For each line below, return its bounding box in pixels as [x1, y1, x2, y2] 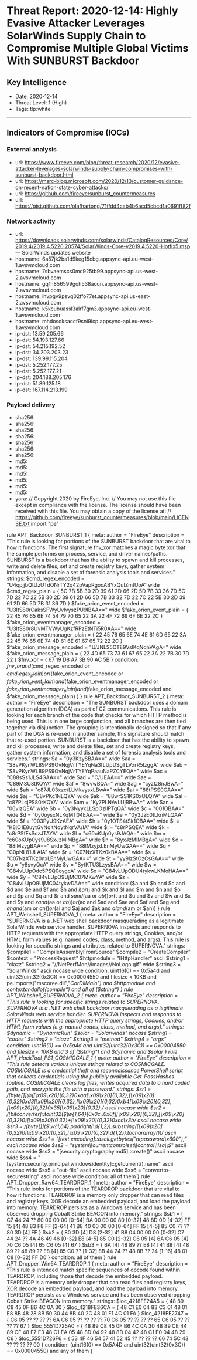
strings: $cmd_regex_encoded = [6, 575, 85, 582]
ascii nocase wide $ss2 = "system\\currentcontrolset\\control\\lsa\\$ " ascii [6, 1142, 186, 1149]
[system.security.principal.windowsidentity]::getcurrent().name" [6, 1161, 161, 1168]
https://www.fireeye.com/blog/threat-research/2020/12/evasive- [24, 158, 181, 165]
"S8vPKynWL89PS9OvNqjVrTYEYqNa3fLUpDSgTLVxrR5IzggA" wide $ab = [6, 762, 188, 769]
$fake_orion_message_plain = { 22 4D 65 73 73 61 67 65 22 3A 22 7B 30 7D [6, 650, 189, 657]
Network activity [6, 217, 56, 225]
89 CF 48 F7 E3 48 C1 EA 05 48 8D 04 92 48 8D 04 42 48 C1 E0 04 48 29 [6, 1329, 186, 1336]
